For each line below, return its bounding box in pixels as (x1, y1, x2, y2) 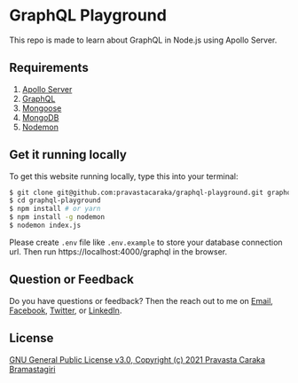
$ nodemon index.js (9, 221, 82, 231)
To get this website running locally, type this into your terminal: (9, 170, 239, 182)
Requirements (9, 60, 89, 75)
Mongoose (21, 103, 62, 113)
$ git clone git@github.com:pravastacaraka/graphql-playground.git (9, 188, 264, 197)
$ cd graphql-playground (9, 196, 101, 205)
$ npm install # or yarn (9, 205, 101, 214)
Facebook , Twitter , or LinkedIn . (9, 305, 122, 316)
